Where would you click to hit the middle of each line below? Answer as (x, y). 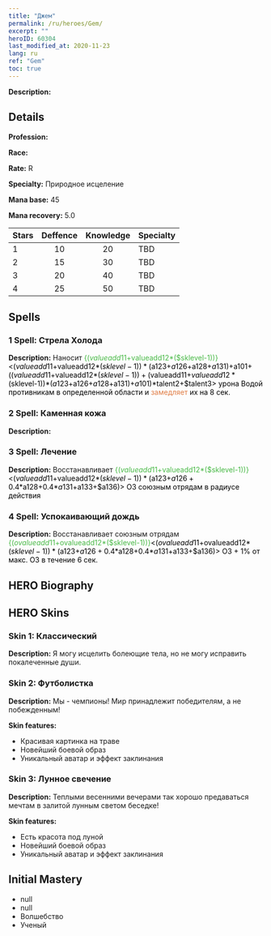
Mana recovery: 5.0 (42, 215)
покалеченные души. (45, 662)
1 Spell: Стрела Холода (55, 340)
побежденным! (34, 709)
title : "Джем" (32, 16)
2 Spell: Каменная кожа (57, 413)
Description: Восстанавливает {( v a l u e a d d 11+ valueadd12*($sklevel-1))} (129, 469)
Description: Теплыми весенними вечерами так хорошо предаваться (129, 797)
